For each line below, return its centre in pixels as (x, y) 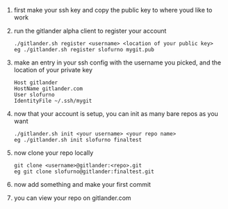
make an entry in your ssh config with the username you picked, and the (117, 62)
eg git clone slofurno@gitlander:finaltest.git (84, 172)
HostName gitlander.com (48, 89)
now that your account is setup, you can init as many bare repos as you (116, 114)
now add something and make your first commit (82, 184)
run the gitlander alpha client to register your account (90, 31)
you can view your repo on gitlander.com (72, 198)
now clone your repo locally (54, 153)
